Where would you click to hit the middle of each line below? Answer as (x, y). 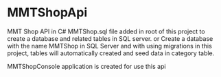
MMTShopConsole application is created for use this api (86, 66)
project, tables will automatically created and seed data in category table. (111, 53)
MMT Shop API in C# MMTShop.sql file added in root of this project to (106, 31)
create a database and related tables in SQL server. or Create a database (110, 38)
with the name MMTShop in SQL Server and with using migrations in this (110, 46)
